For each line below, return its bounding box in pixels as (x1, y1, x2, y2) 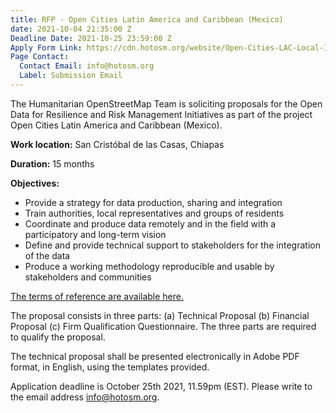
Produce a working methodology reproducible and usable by (24, 260, 275, 272)
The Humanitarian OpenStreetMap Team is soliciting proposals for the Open (10, 97, 323, 110)
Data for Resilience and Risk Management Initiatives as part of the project (10, 108, 313, 120)
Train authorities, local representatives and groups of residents (24, 207, 285, 219)
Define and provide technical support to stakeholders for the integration (24, 239, 321, 251)
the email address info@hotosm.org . (10, 391, 160, 403)
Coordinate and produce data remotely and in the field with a (24, 217, 277, 230)
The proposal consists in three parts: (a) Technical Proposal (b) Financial (10, 309, 310, 321)
